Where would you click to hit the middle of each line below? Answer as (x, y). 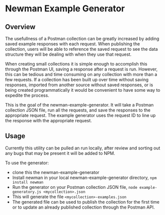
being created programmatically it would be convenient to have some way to (83, 90)
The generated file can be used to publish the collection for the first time (86, 202)
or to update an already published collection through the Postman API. (83, 207)
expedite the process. (27, 95)
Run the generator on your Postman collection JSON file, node (75, 187)
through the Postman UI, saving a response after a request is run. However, (81, 69)
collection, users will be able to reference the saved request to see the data (82, 49)
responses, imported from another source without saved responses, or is (79, 85)
